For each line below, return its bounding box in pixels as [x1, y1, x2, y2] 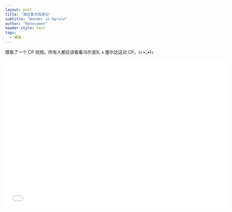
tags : [5, 30, 16, 35]
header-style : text [5, 26, 46, 31]
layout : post [5, 7, 32, 12]
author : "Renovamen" [5, 21, 48, 26]
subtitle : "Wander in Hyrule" [5, 16, 68, 21]
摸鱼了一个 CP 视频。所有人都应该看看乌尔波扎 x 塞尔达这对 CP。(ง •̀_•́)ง [5, 49, 154, 55]
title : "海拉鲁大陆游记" [5, 12, 51, 17]
